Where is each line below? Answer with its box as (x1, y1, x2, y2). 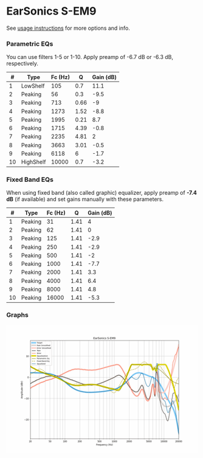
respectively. (6, 60, 38, 68)
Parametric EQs (6, 40, 53, 48)
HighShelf (21, 158, 46, 165)
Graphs (6, 311, 29, 319)
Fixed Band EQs (6, 175, 53, 184)
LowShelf (21, 82, 45, 89)
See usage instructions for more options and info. (6, 24, 131, 32)
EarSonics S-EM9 (6, 4, 97, 18)
